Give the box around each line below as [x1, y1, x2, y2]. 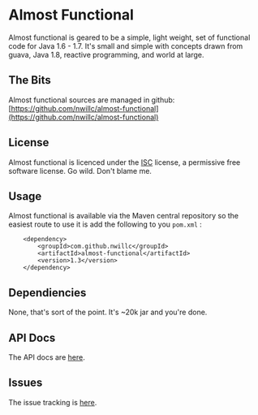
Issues [8, 376, 43, 390]
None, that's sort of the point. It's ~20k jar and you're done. [8, 307, 208, 318]
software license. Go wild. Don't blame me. [8, 166, 153, 175]
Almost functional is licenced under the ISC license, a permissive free [8, 157, 241, 167]
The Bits [8, 73, 51, 87]
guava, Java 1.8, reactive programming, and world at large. [8, 50, 204, 59]
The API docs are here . [8, 352, 85, 362]
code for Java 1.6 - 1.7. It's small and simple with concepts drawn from [8, 41, 243, 50]
